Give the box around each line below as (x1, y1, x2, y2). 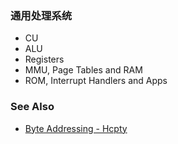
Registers (24, 53, 65, 66)
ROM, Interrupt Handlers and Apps (24, 75, 168, 87)
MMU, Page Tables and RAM (24, 64, 143, 76)
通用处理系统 (10, 8, 73, 22)
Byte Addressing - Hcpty (24, 122, 128, 134)
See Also (10, 100, 55, 114)
